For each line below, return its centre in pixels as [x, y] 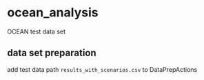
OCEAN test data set [37, 31]
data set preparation [52, 53]
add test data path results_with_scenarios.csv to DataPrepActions [102, 69]
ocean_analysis [53, 13]
